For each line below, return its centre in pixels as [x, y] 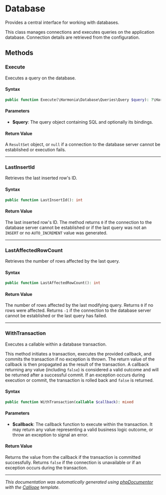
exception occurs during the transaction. [46, 468]
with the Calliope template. [33, 488]
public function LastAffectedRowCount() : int [53, 283]
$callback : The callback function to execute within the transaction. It [82, 424]
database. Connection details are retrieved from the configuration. [72, 37]
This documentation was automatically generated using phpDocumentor [79, 482]
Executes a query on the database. [41, 78]
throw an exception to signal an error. [50, 434]
